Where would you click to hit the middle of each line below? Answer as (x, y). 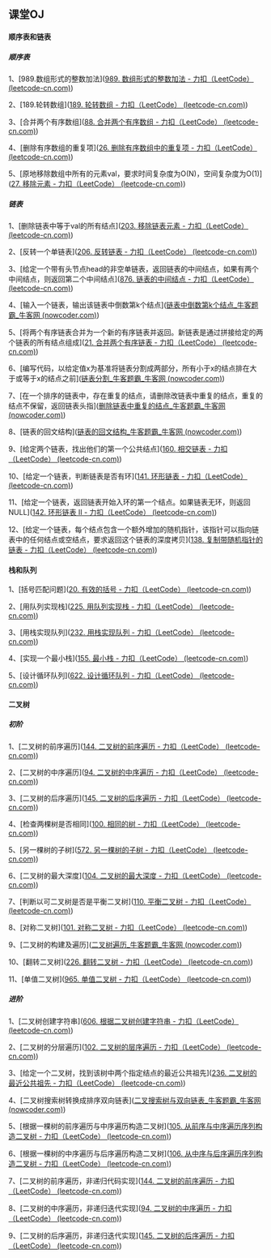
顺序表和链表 (30, 36)
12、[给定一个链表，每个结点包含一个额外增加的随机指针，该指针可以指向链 (134, 529)
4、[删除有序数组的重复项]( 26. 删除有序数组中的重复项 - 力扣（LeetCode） (133, 148)
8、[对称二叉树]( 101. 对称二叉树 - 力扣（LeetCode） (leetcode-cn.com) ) (128, 927)
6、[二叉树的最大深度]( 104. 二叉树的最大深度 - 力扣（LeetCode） (116, 875)
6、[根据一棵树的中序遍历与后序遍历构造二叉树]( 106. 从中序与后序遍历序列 (132, 1153)
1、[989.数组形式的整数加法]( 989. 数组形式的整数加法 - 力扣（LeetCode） (131, 79)
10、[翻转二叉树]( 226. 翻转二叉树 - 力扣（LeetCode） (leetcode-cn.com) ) (131, 962)
